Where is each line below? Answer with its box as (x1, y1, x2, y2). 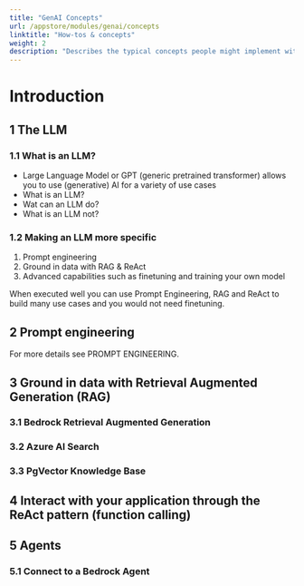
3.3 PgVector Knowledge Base (9, 464, 147, 477)
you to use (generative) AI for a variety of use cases (22, 180, 217, 190)
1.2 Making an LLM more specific (9, 230, 157, 243)
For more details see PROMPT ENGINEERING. (9, 348, 179, 359)
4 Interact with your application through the (9, 493, 261, 508)
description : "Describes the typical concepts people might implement (9, 47, 281, 56)
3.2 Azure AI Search (9, 441, 100, 454)
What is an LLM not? (22, 209, 100, 219)
